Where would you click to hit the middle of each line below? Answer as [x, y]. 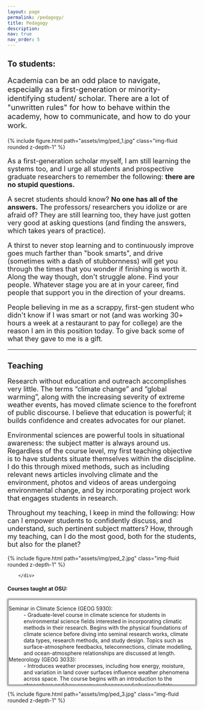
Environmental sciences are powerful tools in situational [96, 435]
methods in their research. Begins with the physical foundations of [106, 627]
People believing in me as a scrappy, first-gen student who [101, 308]
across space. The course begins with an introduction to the [98, 678]
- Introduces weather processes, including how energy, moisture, [104, 666]
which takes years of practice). [57, 231]
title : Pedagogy [28, 23]
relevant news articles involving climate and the [83, 474]
